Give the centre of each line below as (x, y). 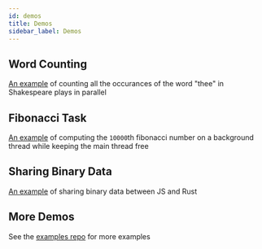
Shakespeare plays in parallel (58, 92)
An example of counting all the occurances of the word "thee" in (116, 84)
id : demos (25, 16)
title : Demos (31, 24)
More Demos (41, 217)
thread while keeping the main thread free (79, 146)
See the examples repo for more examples (79, 236)
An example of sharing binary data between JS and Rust (103, 191)
